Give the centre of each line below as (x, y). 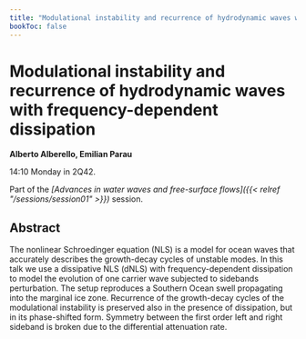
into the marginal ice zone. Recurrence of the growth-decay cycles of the (147, 298)
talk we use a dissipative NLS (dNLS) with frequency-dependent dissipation (151, 269)
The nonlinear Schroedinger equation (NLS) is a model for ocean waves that (152, 250)
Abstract (35, 228)
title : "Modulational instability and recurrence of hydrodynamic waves (150, 18)
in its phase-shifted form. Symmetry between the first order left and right (146, 317)
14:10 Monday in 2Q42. (53, 172)
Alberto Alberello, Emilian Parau (71, 155)
